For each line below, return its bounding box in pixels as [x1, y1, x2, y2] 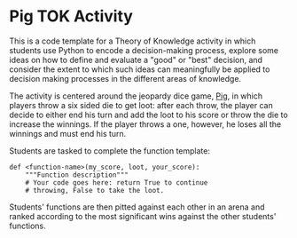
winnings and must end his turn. [9, 128, 127, 139]
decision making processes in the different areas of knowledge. [9, 73, 242, 83]
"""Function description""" [25, 171, 129, 179]
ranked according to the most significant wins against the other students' [9, 210, 277, 221]
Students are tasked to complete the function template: [9, 145, 211, 156]
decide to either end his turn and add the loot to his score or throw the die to [9, 109, 288, 120]
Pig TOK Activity [9, 6, 133, 27]
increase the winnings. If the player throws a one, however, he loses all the [9, 118, 282, 130]
